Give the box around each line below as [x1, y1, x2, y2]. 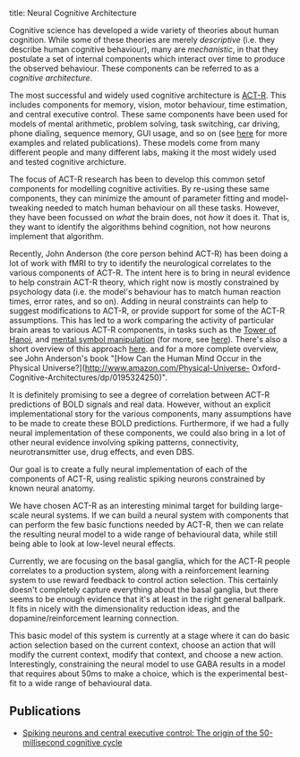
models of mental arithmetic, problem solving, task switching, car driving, [9, 118, 280, 129]
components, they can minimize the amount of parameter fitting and [9, 193, 261, 203]
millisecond [21, 736, 65, 747]
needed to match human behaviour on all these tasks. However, [45, 202, 280, 213]
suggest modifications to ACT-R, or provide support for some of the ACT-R [9, 305, 286, 316]
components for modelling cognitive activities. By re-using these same [9, 184, 270, 194]
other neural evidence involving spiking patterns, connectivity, [9, 437, 239, 447]
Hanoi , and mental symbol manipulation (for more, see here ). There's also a [9, 334, 288, 344]
